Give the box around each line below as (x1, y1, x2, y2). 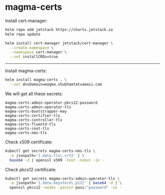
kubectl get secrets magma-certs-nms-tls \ (5, 148, 96, 153)
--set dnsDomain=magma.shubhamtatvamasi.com (9, 82, 102, 87)
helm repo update (5, 31, 41, 37)
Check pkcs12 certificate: (5, 167, 56, 172)
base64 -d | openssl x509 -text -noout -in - (9, 158, 105, 163)
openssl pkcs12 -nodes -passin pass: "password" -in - (9, 185, 122, 190)
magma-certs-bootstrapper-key (5, 109, 67, 114)
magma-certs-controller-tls (5, 117, 63, 122)
